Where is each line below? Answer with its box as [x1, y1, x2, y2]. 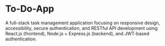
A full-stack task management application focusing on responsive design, [5, 20, 160, 26]
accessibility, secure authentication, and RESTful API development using [5, 25, 158, 31]
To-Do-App [5, 3, 55, 15]
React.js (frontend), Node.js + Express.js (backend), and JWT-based [5, 30, 150, 36]
